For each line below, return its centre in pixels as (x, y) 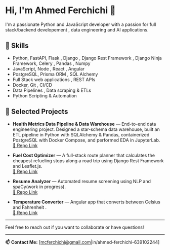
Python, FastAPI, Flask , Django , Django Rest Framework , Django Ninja (87, 58)
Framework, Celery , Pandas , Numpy (51, 63)
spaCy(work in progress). (39, 187)
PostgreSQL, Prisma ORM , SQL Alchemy (55, 74)
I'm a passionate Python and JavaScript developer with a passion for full (81, 24)
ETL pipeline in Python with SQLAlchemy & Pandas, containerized (81, 134)
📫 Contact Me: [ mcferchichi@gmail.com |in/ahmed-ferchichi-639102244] (82, 242)
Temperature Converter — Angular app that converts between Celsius (87, 202)
